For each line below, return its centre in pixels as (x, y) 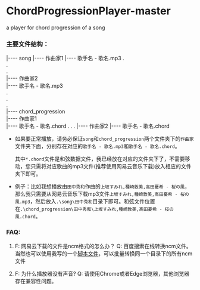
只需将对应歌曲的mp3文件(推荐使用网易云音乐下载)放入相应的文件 (111, 166)
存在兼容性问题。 (36, 281)
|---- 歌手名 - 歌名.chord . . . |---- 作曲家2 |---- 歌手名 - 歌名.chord (88, 126)
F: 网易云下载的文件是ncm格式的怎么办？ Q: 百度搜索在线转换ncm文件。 (103, 246)
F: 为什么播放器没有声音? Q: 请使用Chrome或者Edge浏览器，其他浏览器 (102, 273)
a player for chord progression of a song (56, 27)
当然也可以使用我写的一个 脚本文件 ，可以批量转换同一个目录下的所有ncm (104, 253)
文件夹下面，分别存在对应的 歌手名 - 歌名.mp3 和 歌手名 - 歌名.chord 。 (97, 146)
